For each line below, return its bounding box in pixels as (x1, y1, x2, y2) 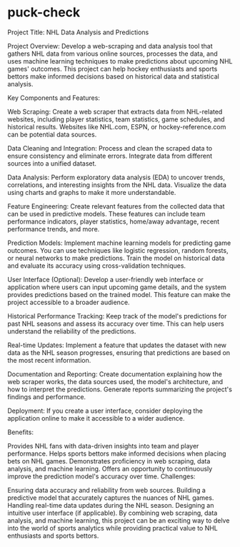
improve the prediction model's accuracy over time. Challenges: (7, 472, 196, 481)
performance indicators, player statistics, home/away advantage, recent (7, 217, 220, 226)
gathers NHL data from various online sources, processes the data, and (7, 49, 218, 58)
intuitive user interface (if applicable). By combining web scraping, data (7, 508, 218, 517)
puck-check (7, 4, 81, 21)
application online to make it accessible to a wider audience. (7, 413, 185, 422)
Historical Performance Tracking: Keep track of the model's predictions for (7, 311, 227, 320)
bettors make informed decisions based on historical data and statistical (7, 72, 219, 81)
